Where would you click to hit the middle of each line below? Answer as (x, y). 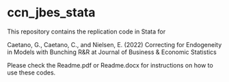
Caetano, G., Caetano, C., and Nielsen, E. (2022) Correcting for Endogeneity (114, 44)
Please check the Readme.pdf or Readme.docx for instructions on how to (110, 65)
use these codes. (31, 72)
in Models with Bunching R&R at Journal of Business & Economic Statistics (112, 52)
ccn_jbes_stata (51, 13)
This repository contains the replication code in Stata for (86, 31)
